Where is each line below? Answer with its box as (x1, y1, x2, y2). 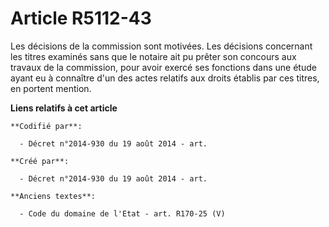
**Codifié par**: (10, 121, 83, 131)
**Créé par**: (10, 156, 70, 166)
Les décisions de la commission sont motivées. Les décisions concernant (10, 40, 313, 52)
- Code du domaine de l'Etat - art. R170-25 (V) (19, 208, 226, 219)
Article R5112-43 (10, 7, 152, 30)
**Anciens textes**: (10, 191, 97, 201)
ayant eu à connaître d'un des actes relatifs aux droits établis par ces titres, (10, 72, 320, 84)
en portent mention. (10, 82, 92, 94)
